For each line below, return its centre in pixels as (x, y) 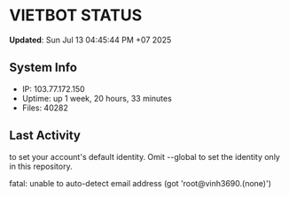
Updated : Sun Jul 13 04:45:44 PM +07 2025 (90, 40)
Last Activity (45, 136)
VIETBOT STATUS (76, 15)
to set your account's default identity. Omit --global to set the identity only (145, 156)
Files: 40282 (45, 108)
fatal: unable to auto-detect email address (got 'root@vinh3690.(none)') (141, 183)
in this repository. (41, 166)
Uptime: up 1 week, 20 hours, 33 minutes (97, 98)
